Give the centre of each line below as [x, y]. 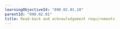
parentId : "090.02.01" [28, 14]
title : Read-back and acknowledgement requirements [60, 19]
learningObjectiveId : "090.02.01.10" [44, 10]
